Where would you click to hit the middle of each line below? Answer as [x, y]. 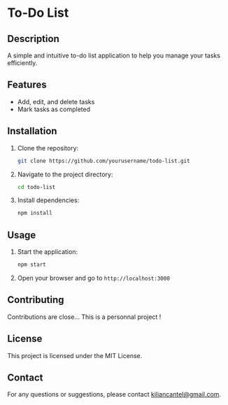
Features [27, 85]
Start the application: [48, 252]
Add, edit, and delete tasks [56, 101]
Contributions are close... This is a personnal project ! [84, 317]
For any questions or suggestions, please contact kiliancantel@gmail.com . [114, 395]
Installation [32, 131]
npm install [35, 213]
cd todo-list [36, 187]
